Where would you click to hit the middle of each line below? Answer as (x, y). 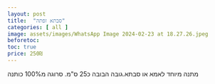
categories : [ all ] (38, 27)
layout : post (27, 14)
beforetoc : (23, 41)
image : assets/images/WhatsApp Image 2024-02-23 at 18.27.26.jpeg (108, 34)
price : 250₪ (25, 54)
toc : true (22, 47)
